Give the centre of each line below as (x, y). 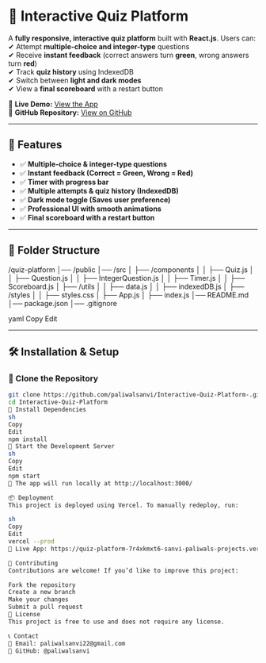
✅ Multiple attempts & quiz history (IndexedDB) (99, 190)
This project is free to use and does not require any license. (116, 622)
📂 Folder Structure (54, 250)
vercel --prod (32, 542)
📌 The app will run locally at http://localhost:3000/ (101, 483)
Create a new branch (42, 592)
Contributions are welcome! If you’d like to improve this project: (123, 570)
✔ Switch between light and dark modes (75, 80)
